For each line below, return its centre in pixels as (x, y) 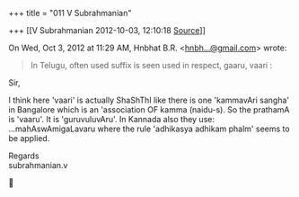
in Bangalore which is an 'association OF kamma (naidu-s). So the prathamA (149, 110)
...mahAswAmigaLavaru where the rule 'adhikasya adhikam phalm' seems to (149, 129)
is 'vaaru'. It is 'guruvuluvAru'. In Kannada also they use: (111, 119)
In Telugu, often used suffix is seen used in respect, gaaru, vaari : (151, 65)
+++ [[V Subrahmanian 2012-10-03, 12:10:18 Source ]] (107, 30)
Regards (24, 156)
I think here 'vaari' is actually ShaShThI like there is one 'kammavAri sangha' (149, 100)
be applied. (29, 138)
